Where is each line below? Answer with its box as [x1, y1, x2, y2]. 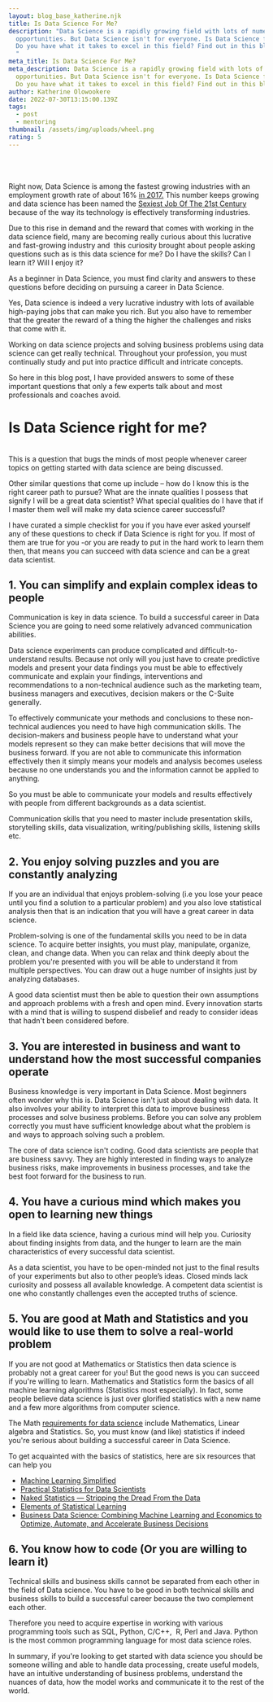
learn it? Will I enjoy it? [8, 257, 84, 267]
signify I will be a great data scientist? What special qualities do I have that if [8, 496, 264, 505]
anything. [8, 774, 41, 784]
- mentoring [15, 118, 57, 126]
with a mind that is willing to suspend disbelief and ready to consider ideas [8, 1007, 258, 1017]
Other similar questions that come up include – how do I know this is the [8, 478, 249, 488]
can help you [8, 1459, 52, 1469]
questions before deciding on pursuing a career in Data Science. [8, 282, 225, 291]
